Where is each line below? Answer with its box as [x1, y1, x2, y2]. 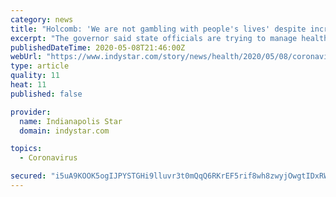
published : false [10, 89, 83, 99]
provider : [10, 107, 52, 117]
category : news [10, 14, 74, 25]
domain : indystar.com [19, 126, 110, 136]
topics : [10, 144, 43, 154]
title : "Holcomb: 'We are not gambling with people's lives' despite [10, 24, 307, 34]
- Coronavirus [19, 153, 78, 163]
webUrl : [10, 52, 43, 62]
